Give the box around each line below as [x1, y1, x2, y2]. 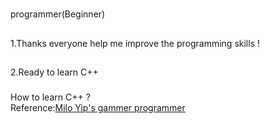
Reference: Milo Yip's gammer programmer [10, 101, 186, 113]
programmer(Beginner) [10, 8, 106, 20]
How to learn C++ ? [10, 91, 91, 103]
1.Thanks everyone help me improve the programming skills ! [10, 37, 260, 49]
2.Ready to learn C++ [10, 66, 99, 78]
